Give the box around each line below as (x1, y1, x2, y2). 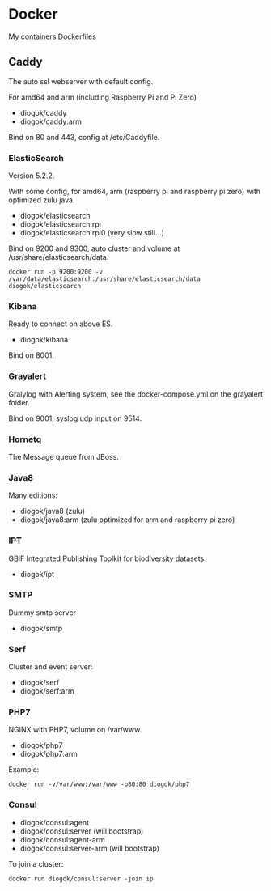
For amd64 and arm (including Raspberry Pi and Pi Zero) (8, 92, 197, 102)
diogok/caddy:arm (19, 117, 83, 126)
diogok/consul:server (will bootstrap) (19, 826, 144, 836)
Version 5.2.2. (8, 171, 55, 180)
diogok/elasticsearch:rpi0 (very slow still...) (19, 228, 164, 238)
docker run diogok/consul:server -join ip (8, 875, 154, 883)
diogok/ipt (19, 569, 55, 579)
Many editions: (8, 490, 58, 500)
